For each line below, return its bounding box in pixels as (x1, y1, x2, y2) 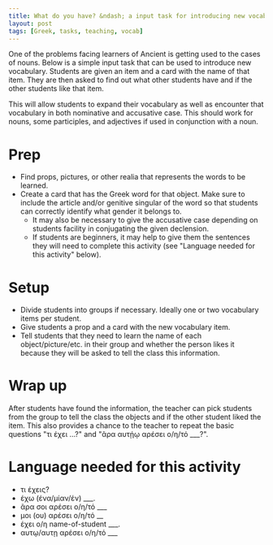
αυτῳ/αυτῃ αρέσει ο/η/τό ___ (19, 528, 118, 538)
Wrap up (8, 377, 67, 395)
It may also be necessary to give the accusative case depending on (32, 215, 258, 225)
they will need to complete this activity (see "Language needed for (32, 241, 256, 251)
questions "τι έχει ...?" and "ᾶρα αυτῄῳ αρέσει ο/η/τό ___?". (8, 430, 209, 439)
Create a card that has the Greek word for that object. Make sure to (19, 189, 245, 199)
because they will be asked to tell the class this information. (19, 348, 221, 358)
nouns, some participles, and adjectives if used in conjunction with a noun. (8, 117, 258, 127)
